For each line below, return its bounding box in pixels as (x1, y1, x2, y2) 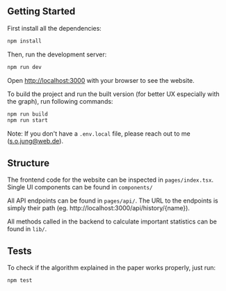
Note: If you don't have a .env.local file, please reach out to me (7, 129, 191, 138)
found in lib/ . (7, 225, 47, 233)
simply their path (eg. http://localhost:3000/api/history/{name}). (7, 204, 190, 212)
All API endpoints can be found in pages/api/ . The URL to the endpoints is (7, 196, 218, 205)
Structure (7, 157, 50, 169)
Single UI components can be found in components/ (7, 183, 153, 191)
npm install (7, 38, 42, 45)
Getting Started (7, 6, 76, 17)
